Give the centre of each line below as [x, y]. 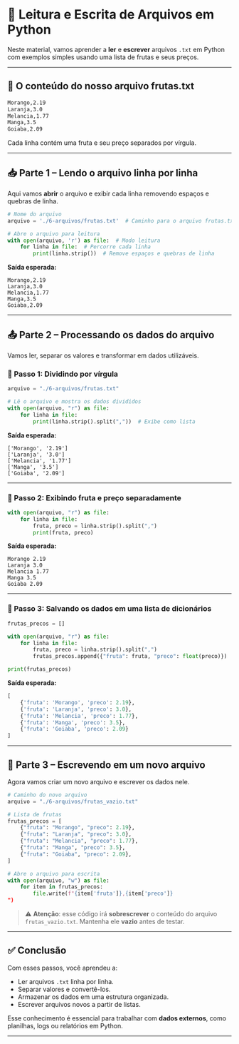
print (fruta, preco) [63, 532]
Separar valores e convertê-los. [64, 989]
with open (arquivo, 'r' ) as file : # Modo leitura [84, 240]
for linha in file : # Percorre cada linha [86, 247]
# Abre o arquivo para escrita [54, 873]
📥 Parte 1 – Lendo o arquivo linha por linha [103, 173]
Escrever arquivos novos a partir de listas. [79, 1004]
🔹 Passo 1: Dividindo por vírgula [63, 374]
